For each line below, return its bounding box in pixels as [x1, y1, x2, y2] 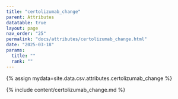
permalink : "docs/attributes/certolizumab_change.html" [6, 36, 147, 42]
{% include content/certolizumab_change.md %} [6, 86, 126, 93]
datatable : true [6, 20, 46, 25]
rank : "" [11, 58, 33, 64]
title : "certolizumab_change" [6, 8, 81, 15]
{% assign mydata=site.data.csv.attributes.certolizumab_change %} [6, 75, 173, 82]
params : [6, 47, 26, 53]
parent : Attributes [6, 14, 55, 20]
